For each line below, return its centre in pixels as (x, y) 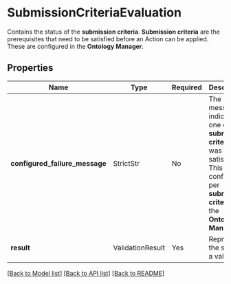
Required (187, 87)
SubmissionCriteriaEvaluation (95, 13)
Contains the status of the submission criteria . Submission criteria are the (113, 32)
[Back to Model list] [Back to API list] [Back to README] (86, 273)
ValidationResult (139, 248)
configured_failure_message (58, 163)
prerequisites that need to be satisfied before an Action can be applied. (108, 39)
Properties (30, 68)
